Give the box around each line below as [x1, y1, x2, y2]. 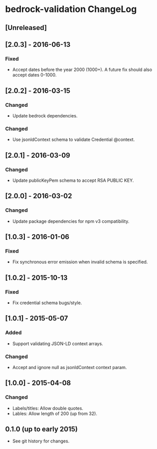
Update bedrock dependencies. [12, 112, 78, 118]
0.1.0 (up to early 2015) [5, 425, 78, 434]
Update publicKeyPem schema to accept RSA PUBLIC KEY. [12, 177, 134, 183]
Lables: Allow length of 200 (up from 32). [12, 411, 97, 417]
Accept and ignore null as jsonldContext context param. [12, 364, 127, 370]
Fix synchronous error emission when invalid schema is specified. [12, 259, 148, 265]
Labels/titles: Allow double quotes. [12, 405, 84, 411]
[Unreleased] [5, 23, 47, 32]
